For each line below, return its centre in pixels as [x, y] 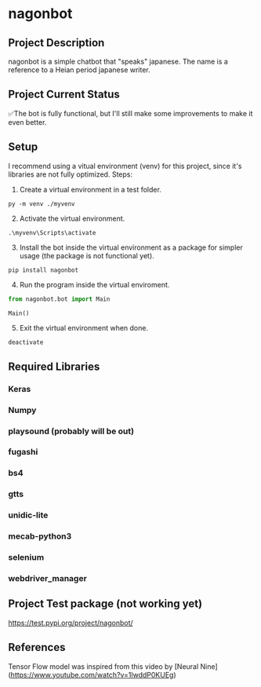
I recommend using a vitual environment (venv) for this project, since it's [125, 166]
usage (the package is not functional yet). [87, 255]
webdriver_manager [48, 578]
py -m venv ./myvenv [42, 204]
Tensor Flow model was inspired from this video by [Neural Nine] [113, 666]
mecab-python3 [40, 536]
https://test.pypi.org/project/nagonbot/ [71, 623]
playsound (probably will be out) [71, 431]
